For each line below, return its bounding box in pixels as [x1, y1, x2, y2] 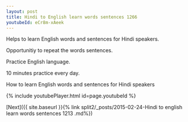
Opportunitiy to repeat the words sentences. [6, 47, 113, 54]
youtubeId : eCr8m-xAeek [6, 19, 64, 25]
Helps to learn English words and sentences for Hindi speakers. [6, 36, 159, 43]
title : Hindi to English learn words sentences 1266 [6, 14, 138, 20]
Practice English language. [6, 58, 70, 65]
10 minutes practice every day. [6, 70, 80, 77]
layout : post [6, 8, 38, 15]
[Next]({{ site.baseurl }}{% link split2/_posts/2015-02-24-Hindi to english [6, 104, 183, 111]
